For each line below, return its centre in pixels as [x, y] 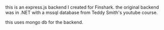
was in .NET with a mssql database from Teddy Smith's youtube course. [81, 12]
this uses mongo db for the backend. [44, 22]
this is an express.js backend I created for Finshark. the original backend [82, 7]
